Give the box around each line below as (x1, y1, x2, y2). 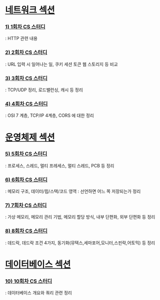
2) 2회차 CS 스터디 (5, 49, 48, 56)
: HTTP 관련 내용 (5, 36, 38, 41)
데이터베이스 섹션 (5, 259, 71, 270)
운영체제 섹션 (5, 132, 55, 143)
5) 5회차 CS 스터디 (5, 150, 48, 157)
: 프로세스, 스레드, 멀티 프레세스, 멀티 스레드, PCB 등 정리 (5, 162, 115, 168)
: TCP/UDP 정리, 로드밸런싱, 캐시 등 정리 (5, 87, 83, 93)
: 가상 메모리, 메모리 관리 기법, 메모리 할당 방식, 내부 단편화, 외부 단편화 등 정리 (5, 214, 156, 220)
